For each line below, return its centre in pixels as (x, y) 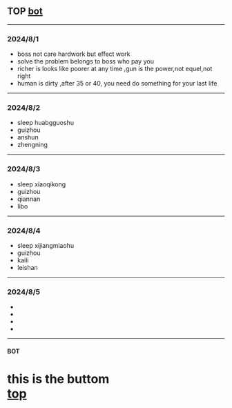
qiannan (29, 199)
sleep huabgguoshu (46, 123)
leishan (27, 268)
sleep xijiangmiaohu (46, 245)
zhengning (32, 145)
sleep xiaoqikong (41, 184)
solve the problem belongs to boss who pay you (85, 61)
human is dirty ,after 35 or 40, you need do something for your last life (117, 84)
